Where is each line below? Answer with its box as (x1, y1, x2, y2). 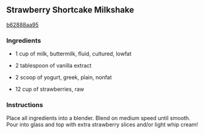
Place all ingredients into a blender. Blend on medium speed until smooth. (6, 115, 191, 122)
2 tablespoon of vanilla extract (15, 62, 92, 69)
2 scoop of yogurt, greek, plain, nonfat (15, 74, 112, 81)
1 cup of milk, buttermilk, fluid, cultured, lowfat (15, 50, 132, 57)
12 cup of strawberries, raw (15, 85, 84, 93)
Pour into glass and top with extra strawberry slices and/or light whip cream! (6, 121, 199, 129)
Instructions (6, 100, 44, 109)
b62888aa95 (6, 21, 39, 28)
